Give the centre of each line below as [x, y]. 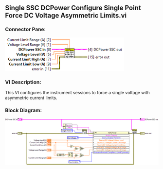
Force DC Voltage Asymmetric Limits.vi [66, 16]
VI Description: [23, 82]
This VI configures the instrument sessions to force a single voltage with [77, 92]
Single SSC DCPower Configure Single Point [73, 8]
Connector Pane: [26, 30]
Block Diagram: [24, 110]
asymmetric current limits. [31, 98]
